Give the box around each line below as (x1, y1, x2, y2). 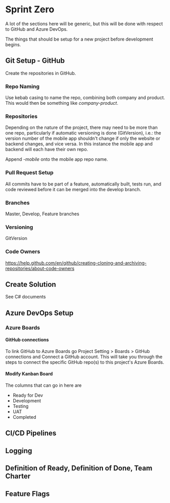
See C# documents (5, 294, 46, 300)
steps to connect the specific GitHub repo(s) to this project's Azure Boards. (5, 359, 164, 365)
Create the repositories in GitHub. (5, 70, 76, 76)
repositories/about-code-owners (5, 265, 75, 271)
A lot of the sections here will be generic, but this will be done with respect (5, 21, 163, 27)
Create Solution (5, 280, 56, 289)
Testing (12, 403, 29, 409)
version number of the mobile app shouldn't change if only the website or (5, 135, 160, 142)
